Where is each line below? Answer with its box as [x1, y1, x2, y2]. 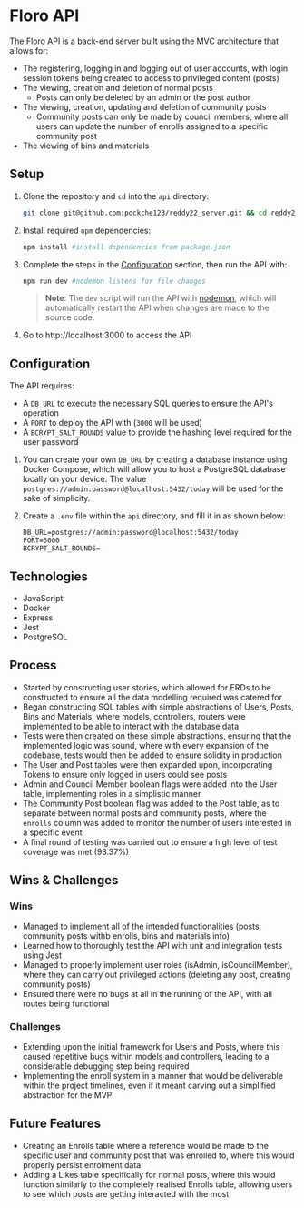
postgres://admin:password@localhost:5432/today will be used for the [22, 483, 284, 494]
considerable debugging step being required [22, 1061, 190, 1072]
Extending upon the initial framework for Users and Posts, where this [22, 1041, 280, 1052]
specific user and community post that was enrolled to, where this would [22, 1150, 295, 1161]
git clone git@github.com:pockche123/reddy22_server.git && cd [22, 208, 268, 217]
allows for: [9, 45, 49, 55]
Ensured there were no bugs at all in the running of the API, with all [22, 988, 272, 999]
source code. [44, 312, 95, 323]
